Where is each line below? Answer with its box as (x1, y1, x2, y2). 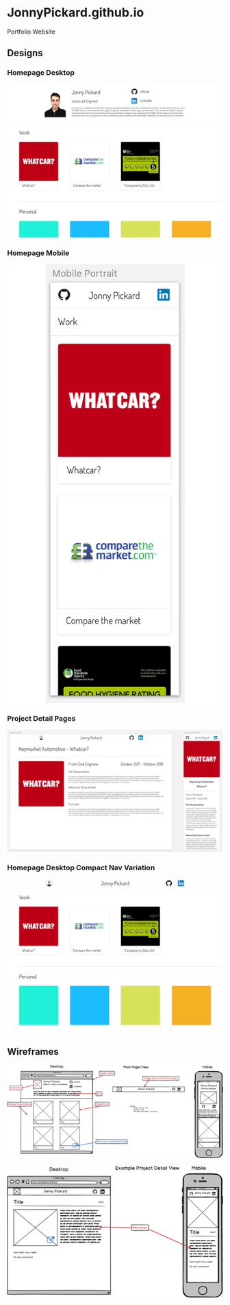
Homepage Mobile (7, 248, 70, 258)
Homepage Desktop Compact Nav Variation (7, 863, 155, 872)
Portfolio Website (7, 27, 56, 36)
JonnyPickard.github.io (7, 5, 144, 21)
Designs (7, 47, 43, 59)
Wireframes (7, 1046, 60, 1057)
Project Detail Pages (7, 714, 76, 723)
